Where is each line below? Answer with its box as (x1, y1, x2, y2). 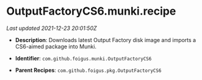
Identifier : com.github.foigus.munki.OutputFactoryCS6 (15, 54, 152, 62)
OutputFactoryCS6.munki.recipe (6, 4, 176, 18)
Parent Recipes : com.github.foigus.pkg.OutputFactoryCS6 (15, 66, 162, 74)
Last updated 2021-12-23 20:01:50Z (6, 24, 97, 32)
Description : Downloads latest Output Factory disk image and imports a (15, 36, 197, 43)
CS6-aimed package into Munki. (15, 43, 96, 50)
